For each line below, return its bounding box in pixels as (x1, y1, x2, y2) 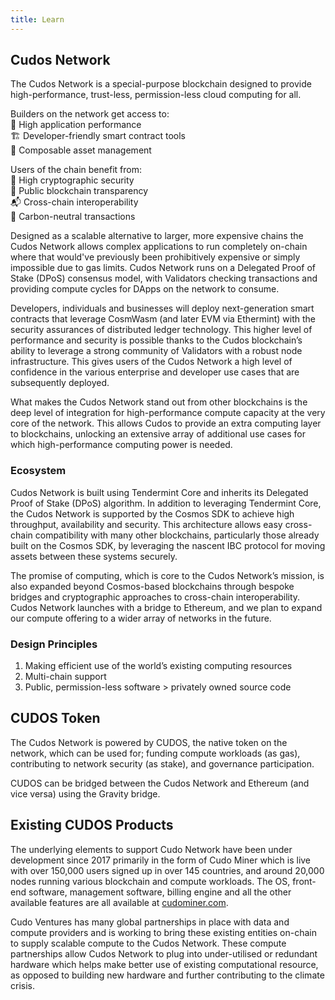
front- (292, 875, 317, 887)
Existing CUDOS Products (10, 817, 174, 834)
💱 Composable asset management (10, 144, 152, 156)
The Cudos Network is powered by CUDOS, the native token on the (10, 736, 288, 748)
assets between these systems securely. (10, 550, 178, 562)
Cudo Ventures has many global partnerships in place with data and (10, 916, 290, 928)
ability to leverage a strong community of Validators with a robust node (10, 345, 303, 357)
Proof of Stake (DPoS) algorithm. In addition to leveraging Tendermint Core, (10, 497, 322, 509)
